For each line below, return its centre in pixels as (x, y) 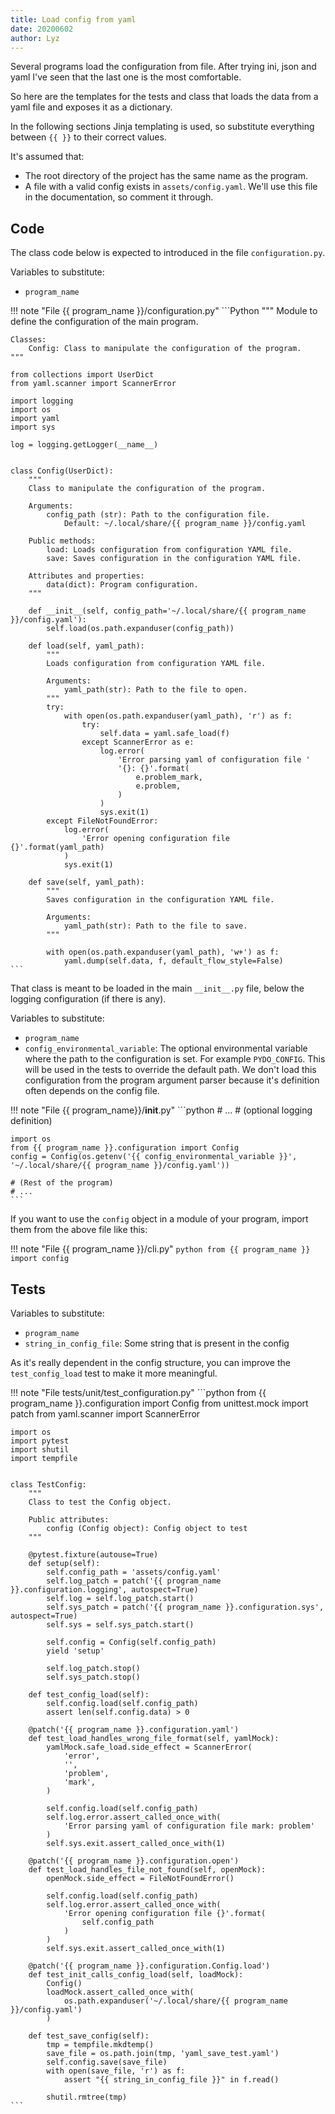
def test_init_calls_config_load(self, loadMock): (136, 1975)
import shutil (40, 1450)
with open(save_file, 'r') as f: (116, 2071)
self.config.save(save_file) (107, 2062)
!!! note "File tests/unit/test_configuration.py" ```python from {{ (138, 1392)
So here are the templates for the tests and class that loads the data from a (164, 97)
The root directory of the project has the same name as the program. (166, 176)
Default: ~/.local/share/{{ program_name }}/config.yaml (185, 524)
